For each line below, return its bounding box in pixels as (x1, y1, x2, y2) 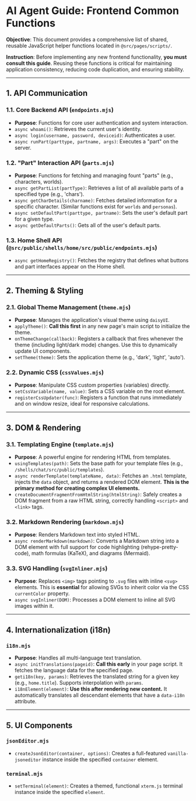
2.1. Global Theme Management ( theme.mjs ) (6, 303, 131, 311)
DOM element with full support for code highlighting (14, 544, 140, 551)
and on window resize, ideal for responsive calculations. (14, 400, 150, 407)
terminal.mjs (6, 771, 43, 777)
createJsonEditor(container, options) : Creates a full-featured (14, 750, 166, 757)
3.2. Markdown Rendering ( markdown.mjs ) (6, 518, 124, 526)
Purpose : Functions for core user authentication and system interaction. (14, 119, 188, 126)
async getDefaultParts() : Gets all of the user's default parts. (14, 221, 162, 229)
